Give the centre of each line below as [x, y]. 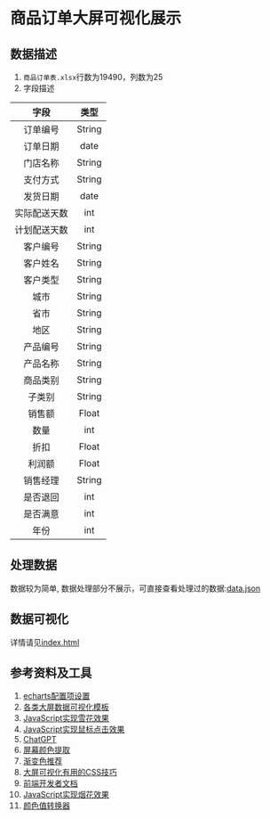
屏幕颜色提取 [46, 750]
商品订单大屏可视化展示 [96, 18]
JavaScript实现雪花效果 [66, 718]
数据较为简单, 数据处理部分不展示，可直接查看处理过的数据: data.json [135, 588]
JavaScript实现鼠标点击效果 [74, 729]
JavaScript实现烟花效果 [66, 795]
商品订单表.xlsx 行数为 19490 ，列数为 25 [93, 77]
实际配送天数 [42, 213]
